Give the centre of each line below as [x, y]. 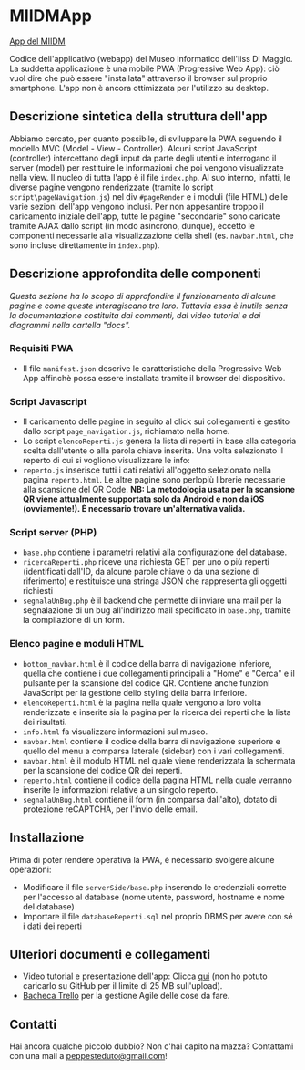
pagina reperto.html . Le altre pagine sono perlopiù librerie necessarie [154, 480]
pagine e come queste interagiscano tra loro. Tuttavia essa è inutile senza [149, 306]
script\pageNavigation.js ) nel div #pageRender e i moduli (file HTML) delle [149, 196]
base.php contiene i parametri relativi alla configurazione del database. [155, 552]
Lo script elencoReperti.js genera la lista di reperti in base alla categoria [159, 441]
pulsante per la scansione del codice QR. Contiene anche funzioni [146, 683]
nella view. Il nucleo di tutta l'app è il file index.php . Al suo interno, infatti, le [150, 177]
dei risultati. [45, 722]
